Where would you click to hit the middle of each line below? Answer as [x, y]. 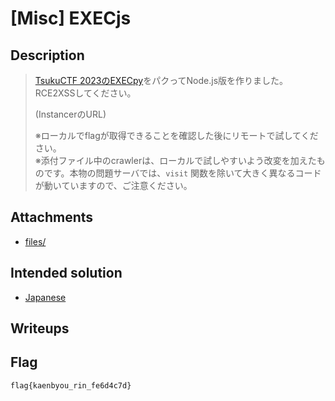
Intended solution [66, 273]
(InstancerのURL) [70, 114]
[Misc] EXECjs [71, 18]
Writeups [40, 328]
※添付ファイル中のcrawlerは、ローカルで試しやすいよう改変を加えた [175, 160]
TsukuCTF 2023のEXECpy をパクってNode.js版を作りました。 [161, 80]
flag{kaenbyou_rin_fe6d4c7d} [71, 385]
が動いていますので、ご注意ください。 [113, 185]
